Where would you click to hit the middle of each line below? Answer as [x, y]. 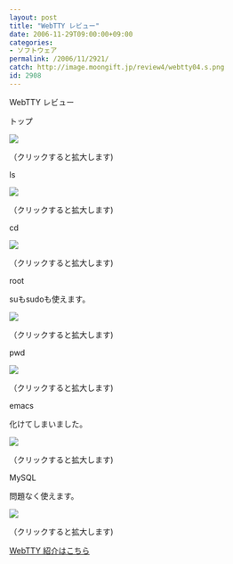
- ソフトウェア [33, 51]
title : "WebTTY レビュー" [55, 26]
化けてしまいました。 [48, 424]
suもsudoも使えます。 [50, 299]
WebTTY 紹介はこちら [50, 551]
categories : [31, 42]
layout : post [33, 17]
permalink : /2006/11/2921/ [59, 59]
